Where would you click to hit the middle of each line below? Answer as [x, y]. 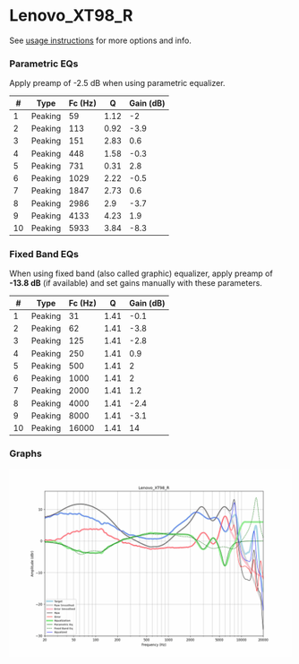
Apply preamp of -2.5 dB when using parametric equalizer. [117, 83]
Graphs [26, 453]
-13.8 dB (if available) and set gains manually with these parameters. [136, 283]
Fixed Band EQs [44, 254]
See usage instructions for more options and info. [101, 40]
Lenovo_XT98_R [71, 16]
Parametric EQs [44, 64]
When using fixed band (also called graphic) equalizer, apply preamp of [141, 273]
